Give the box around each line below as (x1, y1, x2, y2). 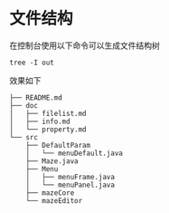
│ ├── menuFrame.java (25, 172, 116, 181)
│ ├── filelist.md (9, 109, 88, 118)
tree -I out (9, 58, 54, 67)
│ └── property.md (9, 124, 88, 134)
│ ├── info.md (9, 117, 70, 126)
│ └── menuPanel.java (25, 180, 116, 189)
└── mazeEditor (25, 196, 83, 205)
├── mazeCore (25, 188, 75, 198)
